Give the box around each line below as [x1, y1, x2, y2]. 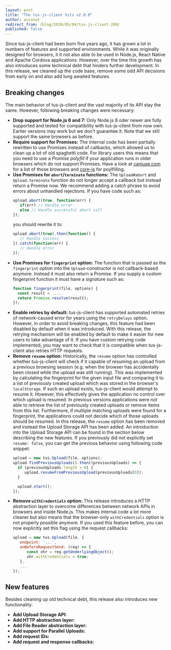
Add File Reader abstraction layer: [12, 622, 87, 628]
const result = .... [17, 291, 61, 296]
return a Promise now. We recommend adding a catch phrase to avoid [12, 182, 160, 189]
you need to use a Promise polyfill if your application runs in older [12, 155, 152, 161]
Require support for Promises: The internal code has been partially [12, 139, 156, 145]
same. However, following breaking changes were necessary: [5, 107, 135, 113]
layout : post [5, 7, 33, 13]
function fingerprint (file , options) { [12, 286, 98, 291]
